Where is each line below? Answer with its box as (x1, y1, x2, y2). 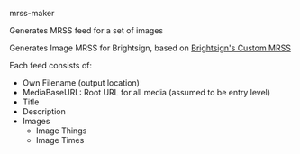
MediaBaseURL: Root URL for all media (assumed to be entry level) (22, 87, 271, 97)
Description (22, 106, 66, 116)
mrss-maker (9, 8, 55, 18)
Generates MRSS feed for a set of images (9, 25, 164, 35)
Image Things (35, 125, 87, 136)
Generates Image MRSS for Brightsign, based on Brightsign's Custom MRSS (9, 42, 291, 53)
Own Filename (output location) (22, 77, 140, 88)
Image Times (35, 135, 85, 145)
